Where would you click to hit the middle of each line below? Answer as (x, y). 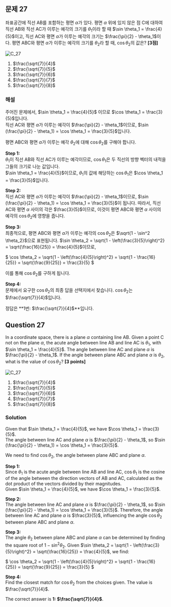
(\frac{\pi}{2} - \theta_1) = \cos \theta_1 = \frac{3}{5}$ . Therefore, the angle (84, 510)
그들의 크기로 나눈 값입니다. (33, 167)
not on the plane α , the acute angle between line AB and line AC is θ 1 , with (83, 343)
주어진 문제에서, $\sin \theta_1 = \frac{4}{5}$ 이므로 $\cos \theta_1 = (75, 112)
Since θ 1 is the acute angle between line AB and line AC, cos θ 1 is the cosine (85, 472)
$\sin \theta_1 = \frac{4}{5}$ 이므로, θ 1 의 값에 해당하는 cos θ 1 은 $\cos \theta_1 (84, 174)
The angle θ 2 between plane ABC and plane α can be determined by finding (85, 538)
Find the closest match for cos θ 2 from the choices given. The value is (79, 583)
